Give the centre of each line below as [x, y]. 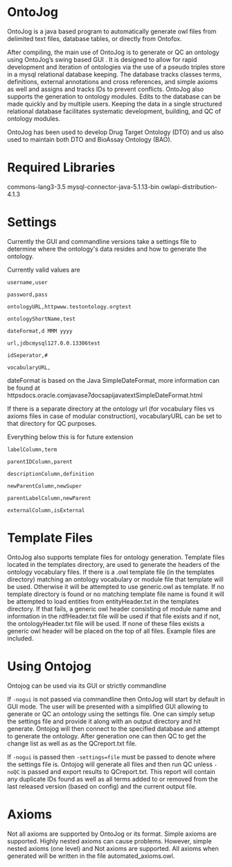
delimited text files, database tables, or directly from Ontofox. [95, 38]
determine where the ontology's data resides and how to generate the [107, 249]
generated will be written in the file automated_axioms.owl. [91, 856]
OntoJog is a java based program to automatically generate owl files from [112, 31]
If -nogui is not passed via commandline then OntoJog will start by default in [116, 699]
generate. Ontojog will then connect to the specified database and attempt [114, 728]
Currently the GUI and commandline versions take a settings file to [102, 241]
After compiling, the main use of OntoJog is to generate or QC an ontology [113, 52]
